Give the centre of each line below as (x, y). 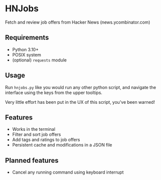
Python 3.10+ (25, 49)
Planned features (32, 160)
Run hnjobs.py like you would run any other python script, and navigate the (81, 87)
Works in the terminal (34, 129)
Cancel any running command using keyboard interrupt (68, 172)
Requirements (27, 38)
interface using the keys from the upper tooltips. (54, 92)
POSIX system (27, 55)
